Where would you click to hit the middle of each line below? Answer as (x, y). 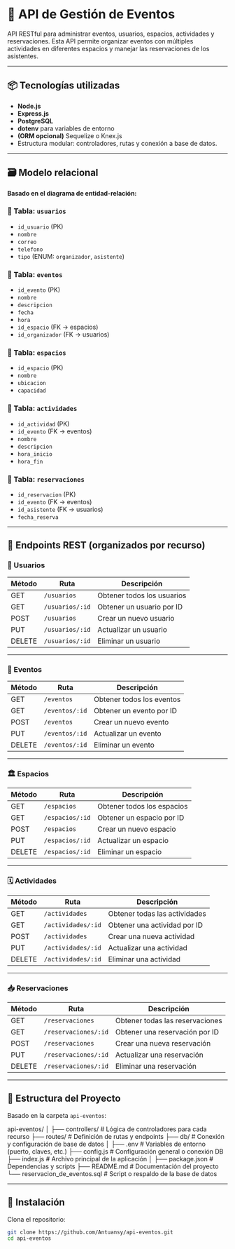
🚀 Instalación (36, 1202)
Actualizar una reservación (159, 1055)
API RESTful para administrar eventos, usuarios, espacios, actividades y (111, 34)
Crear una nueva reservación (163, 1043)
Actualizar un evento (128, 734)
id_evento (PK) (39, 290)
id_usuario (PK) (40, 227)
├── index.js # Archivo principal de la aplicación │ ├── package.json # (110, 1159)
